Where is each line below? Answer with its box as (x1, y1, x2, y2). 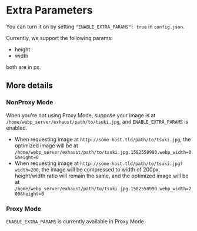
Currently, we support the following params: (6, 34, 113, 41)
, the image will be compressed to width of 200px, (38, 166, 161, 173)
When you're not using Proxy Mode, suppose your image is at (6, 111, 156, 118)
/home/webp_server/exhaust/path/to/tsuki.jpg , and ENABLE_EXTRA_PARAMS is (6, 118, 189, 125)
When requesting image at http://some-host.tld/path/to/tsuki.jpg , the (14, 136, 191, 143)
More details (6, 81, 53, 91)
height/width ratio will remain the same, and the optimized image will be (14, 172, 189, 179)
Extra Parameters (6, 4, 93, 17)
